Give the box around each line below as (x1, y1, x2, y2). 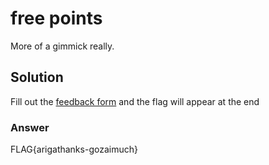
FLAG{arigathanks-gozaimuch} (10, 143, 138, 156)
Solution (10, 69, 64, 86)
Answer (10, 120, 50, 134)
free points (10, 7, 103, 30)
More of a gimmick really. (10, 40, 115, 52)
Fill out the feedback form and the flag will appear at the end (10, 95, 260, 107)
